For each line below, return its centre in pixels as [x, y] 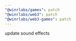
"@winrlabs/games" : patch [32, 10]
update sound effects [27, 33]
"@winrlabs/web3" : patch [31, 14]
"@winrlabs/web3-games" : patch [38, 19]
